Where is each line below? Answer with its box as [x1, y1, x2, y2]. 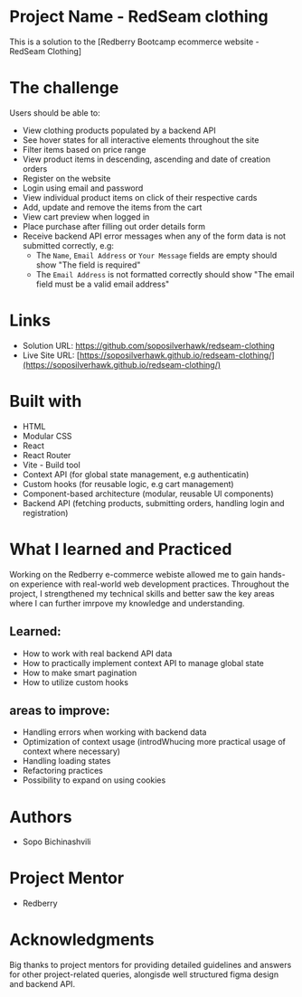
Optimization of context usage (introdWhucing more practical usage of [22, 737, 287, 748]
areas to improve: [9, 702, 110, 718]
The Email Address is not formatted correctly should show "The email [35, 268, 295, 279]
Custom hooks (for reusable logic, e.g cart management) [22, 478, 234, 489]
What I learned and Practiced [9, 539, 232, 560]
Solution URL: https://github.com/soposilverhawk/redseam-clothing [22, 340, 276, 351]
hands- [259, 569, 287, 579]
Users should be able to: [9, 107, 101, 118]
